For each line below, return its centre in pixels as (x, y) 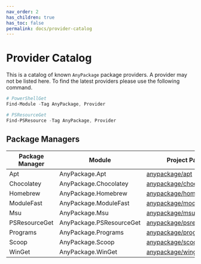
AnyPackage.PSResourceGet (100, 223)
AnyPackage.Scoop (87, 242)
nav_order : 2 (22, 12)
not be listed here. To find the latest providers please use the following (93, 81)
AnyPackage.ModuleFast (95, 203)
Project (177, 160)
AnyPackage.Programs (92, 232)
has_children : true (31, 17)
